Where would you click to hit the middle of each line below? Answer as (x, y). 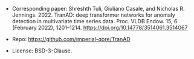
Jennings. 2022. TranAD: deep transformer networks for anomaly (93, 15)
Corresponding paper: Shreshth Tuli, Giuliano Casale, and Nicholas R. (99, 9)
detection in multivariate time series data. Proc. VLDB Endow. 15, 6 (95, 21)
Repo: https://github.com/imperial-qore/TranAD (71, 39)
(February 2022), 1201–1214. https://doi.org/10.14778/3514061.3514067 (100, 27)
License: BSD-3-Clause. (42, 51)
